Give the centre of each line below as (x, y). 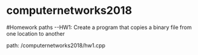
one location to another (36, 33)
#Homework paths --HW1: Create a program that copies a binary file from (99, 27)
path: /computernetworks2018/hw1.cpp (56, 45)
